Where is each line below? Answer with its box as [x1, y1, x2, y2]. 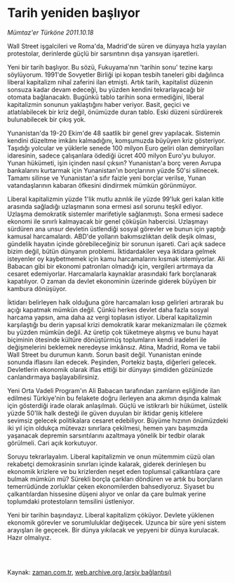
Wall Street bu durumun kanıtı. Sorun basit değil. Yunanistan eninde [7, 350, 202, 359]
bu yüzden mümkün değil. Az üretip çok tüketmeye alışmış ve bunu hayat [7, 328, 219, 336]
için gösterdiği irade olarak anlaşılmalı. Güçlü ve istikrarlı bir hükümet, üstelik [7, 401, 228, 409]
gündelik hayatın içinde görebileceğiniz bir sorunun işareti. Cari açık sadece [7, 239, 226, 248]
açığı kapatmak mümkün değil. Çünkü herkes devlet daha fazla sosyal [7, 305, 209, 314]
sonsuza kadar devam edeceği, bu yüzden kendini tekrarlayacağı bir [7, 85, 205, 94]
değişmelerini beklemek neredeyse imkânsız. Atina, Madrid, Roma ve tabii [7, 342, 220, 351]
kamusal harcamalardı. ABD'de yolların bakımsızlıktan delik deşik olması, [7, 232, 217, 241]
